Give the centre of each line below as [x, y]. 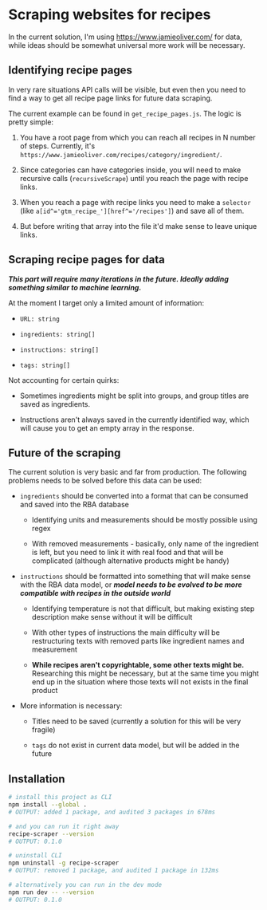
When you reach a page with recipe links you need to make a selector [135, 202]
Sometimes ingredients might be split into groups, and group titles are [134, 396]
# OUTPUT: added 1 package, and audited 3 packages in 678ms [112, 812]
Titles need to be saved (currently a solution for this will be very [136, 721]
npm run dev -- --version [51, 892]
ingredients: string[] [57, 334]
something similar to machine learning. [75, 287]
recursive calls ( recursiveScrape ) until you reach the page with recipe [134, 178]
